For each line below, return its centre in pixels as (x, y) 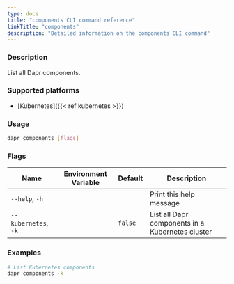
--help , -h (27, 199)
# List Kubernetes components (51, 267)
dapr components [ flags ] (43, 139)
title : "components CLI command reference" (71, 20)
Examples (24, 253)
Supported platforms (44, 90)
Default (131, 178)
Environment (86, 174)
